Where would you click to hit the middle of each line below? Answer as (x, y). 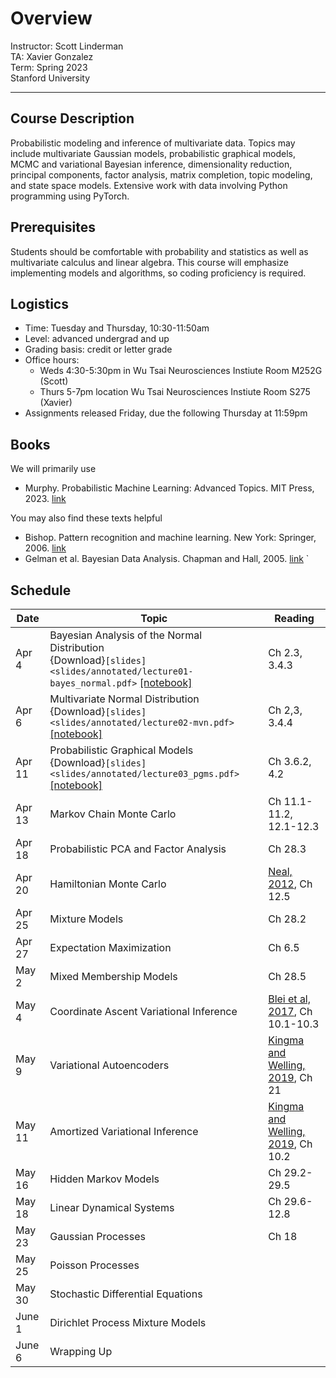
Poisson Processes (94, 1265)
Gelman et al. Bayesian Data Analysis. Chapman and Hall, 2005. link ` (167, 559)
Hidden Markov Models (104, 1179)
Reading (294, 618)
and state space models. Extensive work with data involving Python (149, 185)
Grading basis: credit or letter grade (98, 349)
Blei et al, (290, 999)
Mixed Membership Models (113, 976)
